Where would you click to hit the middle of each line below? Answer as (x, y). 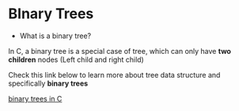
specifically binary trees (48, 83)
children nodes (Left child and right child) (76, 59)
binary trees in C (35, 98)
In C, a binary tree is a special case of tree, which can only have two (120, 51)
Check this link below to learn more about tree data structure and (114, 75)
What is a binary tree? (55, 36)
